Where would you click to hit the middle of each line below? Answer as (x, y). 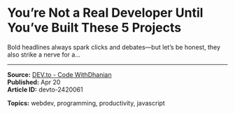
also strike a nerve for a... (44, 55)
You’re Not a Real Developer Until (105, 13)
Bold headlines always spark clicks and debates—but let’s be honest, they (114, 47)
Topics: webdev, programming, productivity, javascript (86, 103)
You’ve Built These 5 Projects (94, 28)
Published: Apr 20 (34, 82)
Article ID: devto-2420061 (45, 90)
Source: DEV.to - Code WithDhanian (59, 74)
